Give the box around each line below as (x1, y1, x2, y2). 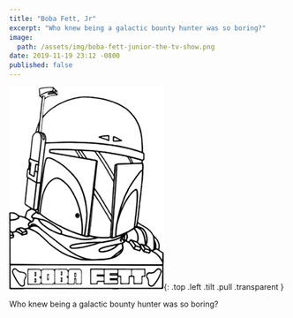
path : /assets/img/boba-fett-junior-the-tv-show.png (17, 42, 215, 51)
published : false (9, 61, 73, 70)
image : (9, 33, 34, 42)
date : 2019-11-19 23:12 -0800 (9, 51, 121, 61)
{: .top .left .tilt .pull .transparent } (163, 282, 284, 291)
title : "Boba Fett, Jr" (9, 14, 97, 23)
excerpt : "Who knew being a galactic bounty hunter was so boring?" (9, 23, 267, 33)
